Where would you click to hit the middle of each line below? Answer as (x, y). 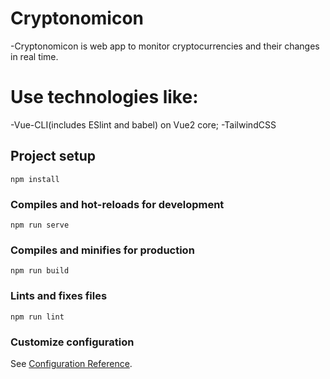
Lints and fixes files (59, 296)
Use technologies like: (104, 97)
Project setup (53, 156)
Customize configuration (72, 342)
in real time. (34, 56)
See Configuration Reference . (71, 363)
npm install (35, 179)
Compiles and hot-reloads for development (117, 204)
